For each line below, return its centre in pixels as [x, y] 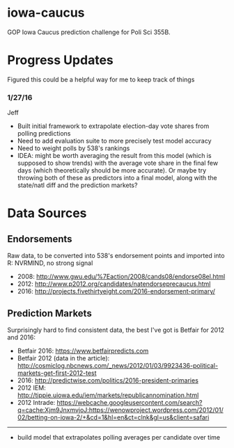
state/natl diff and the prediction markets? [77, 185]
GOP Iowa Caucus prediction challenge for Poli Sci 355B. [89, 32]
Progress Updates [60, 60]
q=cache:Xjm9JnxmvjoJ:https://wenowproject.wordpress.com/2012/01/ [120, 410]
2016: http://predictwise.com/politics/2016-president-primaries [108, 380]
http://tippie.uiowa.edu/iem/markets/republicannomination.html [108, 395]
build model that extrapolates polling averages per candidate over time [119, 437]
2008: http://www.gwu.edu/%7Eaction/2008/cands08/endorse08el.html [121, 277]
